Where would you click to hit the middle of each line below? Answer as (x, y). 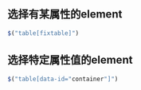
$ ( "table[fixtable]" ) (43, 33)
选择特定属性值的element (70, 60)
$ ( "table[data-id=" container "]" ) (63, 79)
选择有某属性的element (65, 14)
